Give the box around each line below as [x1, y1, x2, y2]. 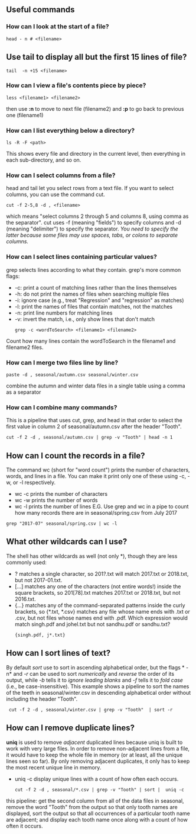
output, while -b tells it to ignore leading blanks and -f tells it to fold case [6, 676, 183, 684]
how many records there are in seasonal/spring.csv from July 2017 [14, 509, 177, 517]
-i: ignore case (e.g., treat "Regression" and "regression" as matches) [14, 296, 184, 304]
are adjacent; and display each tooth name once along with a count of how [6, 816, 188, 823]
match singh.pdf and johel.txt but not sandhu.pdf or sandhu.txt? [14, 620, 171, 627]
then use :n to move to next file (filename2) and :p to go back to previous [6, 105, 184, 112]
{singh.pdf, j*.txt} [14, 632, 66, 638]
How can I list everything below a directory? [6, 126, 135, 134]
